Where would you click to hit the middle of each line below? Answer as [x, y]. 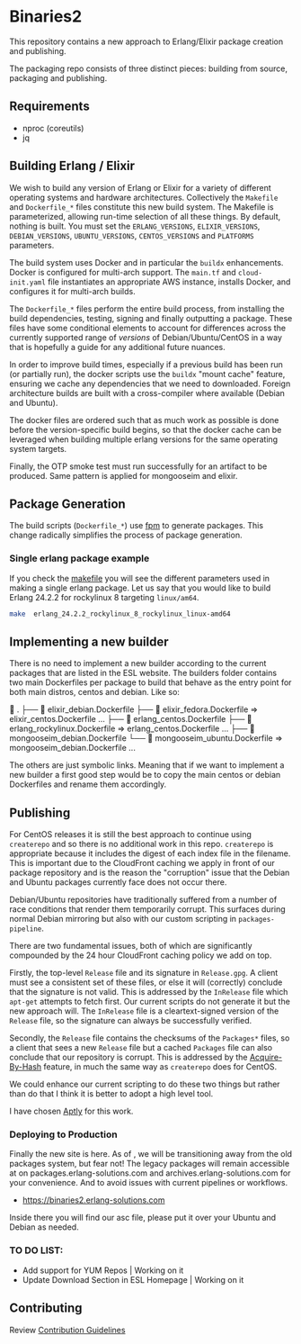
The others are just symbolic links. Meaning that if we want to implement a [147, 765]
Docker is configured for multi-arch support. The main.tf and [123, 272]
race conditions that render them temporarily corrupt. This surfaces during [147, 909]
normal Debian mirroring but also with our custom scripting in [123, 919]
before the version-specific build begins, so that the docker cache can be [146, 429]
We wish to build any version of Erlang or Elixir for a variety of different [140, 187]
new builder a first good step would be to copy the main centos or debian [145, 775]
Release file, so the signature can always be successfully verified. [131, 1021]
